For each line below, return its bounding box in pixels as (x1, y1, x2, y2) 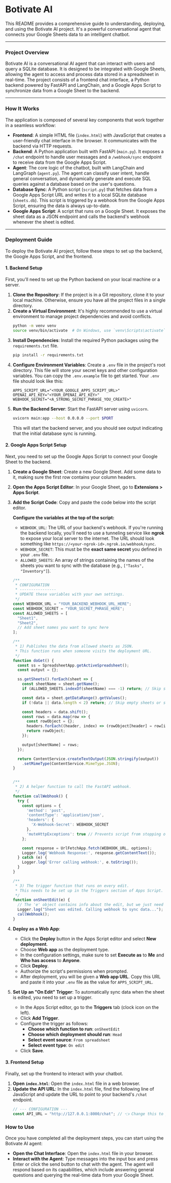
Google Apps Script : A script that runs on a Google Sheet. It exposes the (12, 208, 166, 214)
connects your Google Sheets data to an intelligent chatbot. (5, 31, 130, 37)
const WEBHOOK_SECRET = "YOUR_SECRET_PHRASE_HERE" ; (12, 606, 125, 611)
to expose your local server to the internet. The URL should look (20, 535, 155, 541)
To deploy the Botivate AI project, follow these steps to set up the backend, (5, 248, 163, 254)
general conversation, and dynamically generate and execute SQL (12, 175, 151, 182)
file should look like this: (12, 378, 64, 384)
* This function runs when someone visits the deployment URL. (15, 648, 152, 654)
